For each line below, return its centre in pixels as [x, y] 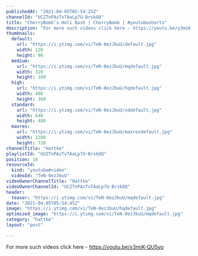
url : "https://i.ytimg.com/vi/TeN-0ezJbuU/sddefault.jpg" [89, 110]
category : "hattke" [30, 220]
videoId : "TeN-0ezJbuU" [40, 176]
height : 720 [31, 143]
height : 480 [31, 121]
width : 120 [30, 50]
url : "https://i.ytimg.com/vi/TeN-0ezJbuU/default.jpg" [87, 45]
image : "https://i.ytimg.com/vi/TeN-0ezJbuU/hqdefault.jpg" [82, 209]
